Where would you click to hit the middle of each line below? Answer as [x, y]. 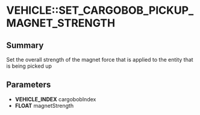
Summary [25, 45]
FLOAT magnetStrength [44, 105]
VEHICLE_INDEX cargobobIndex [55, 99]
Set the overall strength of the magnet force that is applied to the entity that [100, 60]
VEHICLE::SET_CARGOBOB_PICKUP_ [100, 10]
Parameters [29, 85]
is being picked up [29, 66]
